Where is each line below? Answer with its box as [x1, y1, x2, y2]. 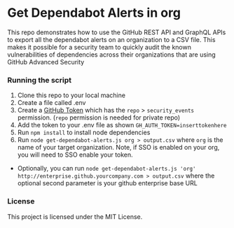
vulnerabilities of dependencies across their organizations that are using [7, 50, 216, 59]
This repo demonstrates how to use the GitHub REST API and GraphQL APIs [7, 28, 226, 36]
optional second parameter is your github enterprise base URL [17, 179, 198, 187]
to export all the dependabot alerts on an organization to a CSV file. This [7, 35, 216, 43]
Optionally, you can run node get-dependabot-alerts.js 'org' [17, 164, 196, 173]
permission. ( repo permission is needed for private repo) [17, 113, 181, 122]
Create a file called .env [17, 99, 86, 107]
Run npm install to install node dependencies [17, 128, 151, 137]
